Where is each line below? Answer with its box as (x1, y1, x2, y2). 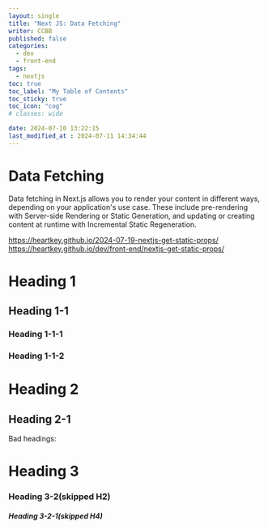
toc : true (8, 79, 42, 87)
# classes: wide (8, 110, 63, 118)
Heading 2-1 (8, 412, 71, 426)
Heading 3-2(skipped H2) (8, 491, 111, 502)
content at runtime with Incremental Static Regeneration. (8, 220, 197, 229)
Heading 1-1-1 (8, 329, 63, 340)
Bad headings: (8, 434, 57, 444)
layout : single (8, 11, 60, 20)
